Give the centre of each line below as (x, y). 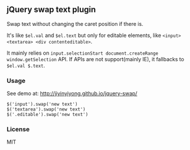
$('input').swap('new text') (42, 104)
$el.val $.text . (26, 65)
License (18, 129)
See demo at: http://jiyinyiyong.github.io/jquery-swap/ (72, 94)
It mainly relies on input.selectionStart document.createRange (83, 53)
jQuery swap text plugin (51, 10)
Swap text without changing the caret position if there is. (75, 24)
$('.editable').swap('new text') (48, 115)
